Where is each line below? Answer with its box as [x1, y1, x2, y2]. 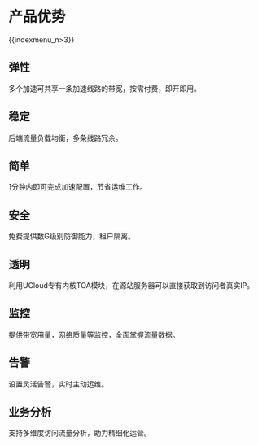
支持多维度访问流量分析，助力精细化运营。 [8, 428, 151, 438]
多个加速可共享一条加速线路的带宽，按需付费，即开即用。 [8, 83, 201, 94]
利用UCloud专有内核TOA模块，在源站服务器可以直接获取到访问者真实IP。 [8, 281, 255, 290]
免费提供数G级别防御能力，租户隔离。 [8, 231, 136, 241]
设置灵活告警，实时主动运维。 [8, 379, 108, 389]
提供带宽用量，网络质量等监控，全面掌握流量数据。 [8, 329, 180, 339]
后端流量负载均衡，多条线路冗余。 [8, 133, 123, 142]
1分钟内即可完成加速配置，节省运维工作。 [8, 182, 147, 192]
